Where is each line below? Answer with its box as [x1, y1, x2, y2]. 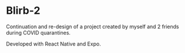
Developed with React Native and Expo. [6, 40, 101, 47]
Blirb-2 [6, 4, 41, 17]
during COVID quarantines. [6, 29, 71, 36]
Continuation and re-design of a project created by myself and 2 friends [6, 23, 179, 30]
